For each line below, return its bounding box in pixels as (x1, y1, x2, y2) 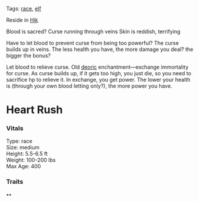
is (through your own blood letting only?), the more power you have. (6, 82, 172, 89)
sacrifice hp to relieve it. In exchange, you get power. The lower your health (6, 76, 191, 83)
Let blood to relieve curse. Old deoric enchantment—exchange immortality (6, 63, 189, 70)
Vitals (6, 124, 24, 133)
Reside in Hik (6, 17, 39, 23)
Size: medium (6, 144, 40, 151)
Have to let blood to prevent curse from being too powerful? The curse (6, 40, 179, 46)
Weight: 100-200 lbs (6, 156, 56, 163)
